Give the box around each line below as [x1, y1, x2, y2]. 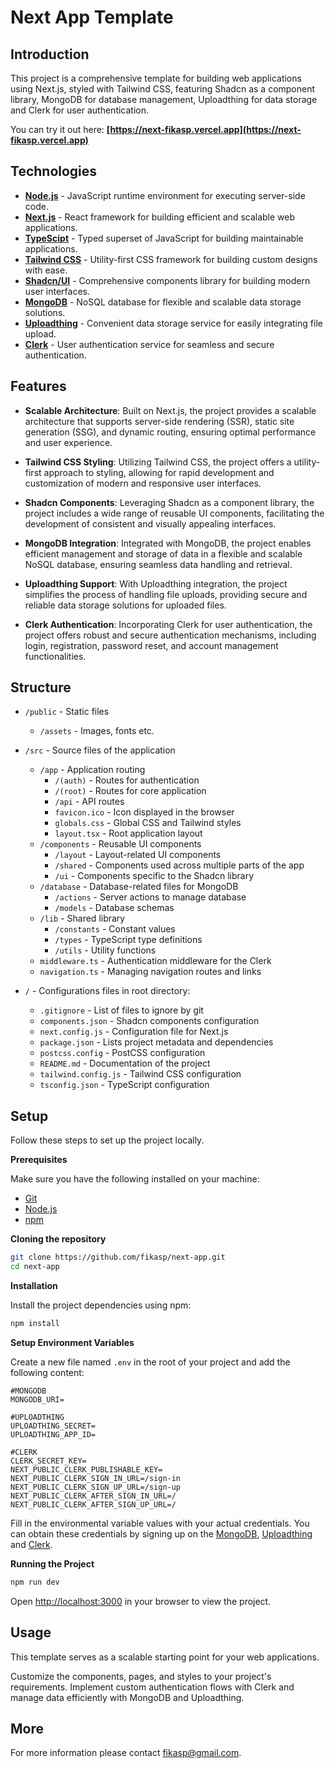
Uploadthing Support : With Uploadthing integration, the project [24, 577, 288, 590]
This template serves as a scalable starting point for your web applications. [10, 1651, 320, 1663]
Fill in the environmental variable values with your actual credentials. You [10, 1517, 310, 1529]
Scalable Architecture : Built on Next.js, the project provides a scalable [24, 404, 317, 416]
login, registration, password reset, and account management [24, 639, 279, 651]
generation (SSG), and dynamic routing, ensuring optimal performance [24, 426, 317, 438]
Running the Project [10, 1557, 95, 1570]
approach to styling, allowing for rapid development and [43, 466, 275, 478]
